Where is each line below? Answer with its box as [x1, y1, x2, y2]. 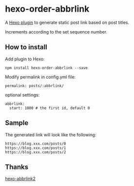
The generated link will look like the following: [5, 131, 96, 137]
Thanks [5, 163, 29, 171]
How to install [5, 43, 48, 52]
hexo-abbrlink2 [5, 176, 36, 182]
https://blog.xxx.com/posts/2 [5, 149, 67, 154]
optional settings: [5, 92, 40, 98]
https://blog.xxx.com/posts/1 [5, 145, 67, 150]
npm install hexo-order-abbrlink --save [5, 65, 88, 70]
